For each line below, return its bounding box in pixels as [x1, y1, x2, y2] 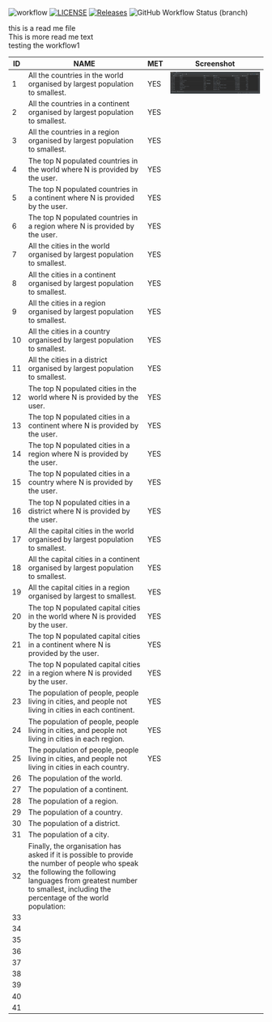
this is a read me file [8, 23, 76, 32]
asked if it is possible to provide [28, 850, 134, 859]
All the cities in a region [28, 298, 106, 308]
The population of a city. [28, 830, 109, 840]
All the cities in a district [28, 355, 108, 364]
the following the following [28, 867, 117, 876]
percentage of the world [28, 892, 109, 902]
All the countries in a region [28, 127, 120, 137]
